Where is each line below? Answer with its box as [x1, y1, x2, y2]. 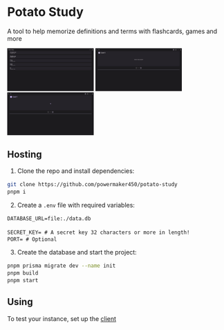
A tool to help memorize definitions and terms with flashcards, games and [7, 27, 218, 35]
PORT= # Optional [7, 236, 57, 243]
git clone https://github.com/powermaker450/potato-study [7, 181, 178, 188]
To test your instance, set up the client [7, 314, 116, 322]
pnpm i [7, 188, 26, 196]
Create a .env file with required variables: [17, 201, 135, 210]
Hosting [7, 148, 43, 160]
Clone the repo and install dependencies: [17, 167, 135, 175]
